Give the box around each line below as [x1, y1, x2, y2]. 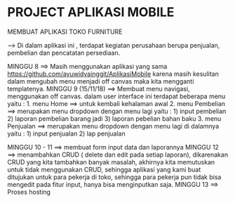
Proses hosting [7, 188, 51, 196]
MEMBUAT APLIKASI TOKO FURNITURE [7, 27, 123, 36]
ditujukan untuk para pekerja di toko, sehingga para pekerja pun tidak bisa [7, 173, 222, 181]
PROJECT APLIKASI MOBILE [7, 4, 175, 20]
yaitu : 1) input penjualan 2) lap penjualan [7, 129, 126, 138]
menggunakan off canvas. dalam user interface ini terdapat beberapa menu [7, 92, 226, 100]
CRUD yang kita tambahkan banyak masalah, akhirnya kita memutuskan [7, 157, 215, 166]
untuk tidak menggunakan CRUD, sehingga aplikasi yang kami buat [7, 165, 201, 173]
